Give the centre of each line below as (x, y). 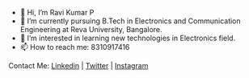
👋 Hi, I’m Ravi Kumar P (57, 12)
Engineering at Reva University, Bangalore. (91, 29)
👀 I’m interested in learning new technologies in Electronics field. (128, 38)
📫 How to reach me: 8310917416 (75, 47)
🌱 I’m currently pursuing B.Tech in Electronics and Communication (130, 21)
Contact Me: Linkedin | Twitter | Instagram (78, 66)
